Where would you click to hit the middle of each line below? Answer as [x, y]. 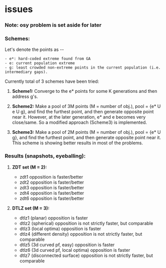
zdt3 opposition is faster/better [52, 187]
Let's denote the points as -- [34, 49]
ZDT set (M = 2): [30, 167]
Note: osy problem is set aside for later [53, 25]
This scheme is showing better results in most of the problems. [77, 143]
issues [19, 9]
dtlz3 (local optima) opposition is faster [60, 229]
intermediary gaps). [26, 72]
